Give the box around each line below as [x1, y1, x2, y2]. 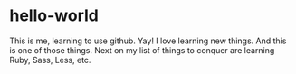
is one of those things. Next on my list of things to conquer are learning [9, 44, 275, 55]
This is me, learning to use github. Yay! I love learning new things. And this [9, 35, 287, 46]
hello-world [9, 5, 100, 26]
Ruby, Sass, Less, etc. [9, 54, 91, 65]
